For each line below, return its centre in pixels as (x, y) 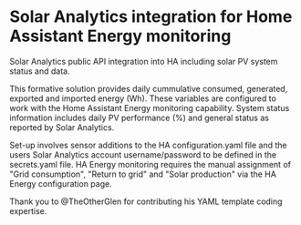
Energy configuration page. (61, 183)
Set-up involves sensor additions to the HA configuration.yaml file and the (148, 145)
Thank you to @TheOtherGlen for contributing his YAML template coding (146, 201)
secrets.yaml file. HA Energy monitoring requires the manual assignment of (150, 164)
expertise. (28, 210)
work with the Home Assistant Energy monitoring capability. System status (150, 107)
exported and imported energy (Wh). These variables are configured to (143, 98)
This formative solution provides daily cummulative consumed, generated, (149, 88)
